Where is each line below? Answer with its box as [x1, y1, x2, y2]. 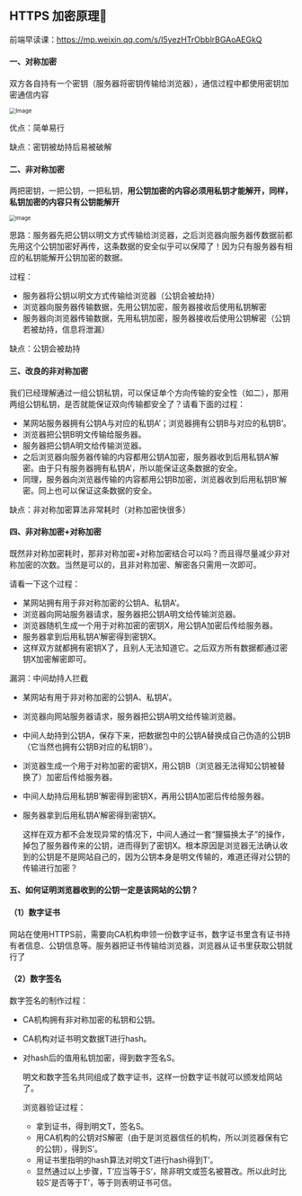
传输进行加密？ [22, 862, 78, 873]
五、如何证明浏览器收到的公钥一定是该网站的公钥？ [9, 884, 199, 896]
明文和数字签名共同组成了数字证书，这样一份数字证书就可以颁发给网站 [22, 1071, 283, 1082]
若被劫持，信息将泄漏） [22, 324, 110, 335]
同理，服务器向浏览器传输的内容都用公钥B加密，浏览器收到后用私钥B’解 [22, 474, 288, 484]
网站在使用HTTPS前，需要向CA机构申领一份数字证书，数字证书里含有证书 [9, 928, 283, 939]
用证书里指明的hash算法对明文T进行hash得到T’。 [35, 1154, 218, 1165]
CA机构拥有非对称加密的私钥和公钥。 [22, 1014, 160, 1024]
